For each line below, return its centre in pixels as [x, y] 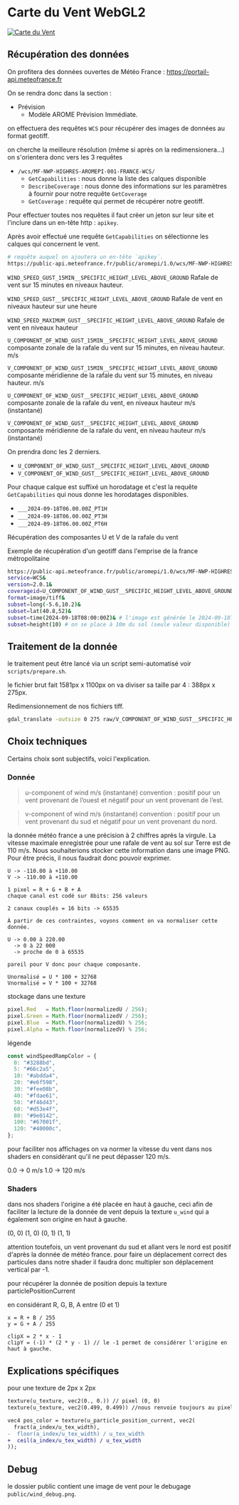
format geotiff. [28, 135]
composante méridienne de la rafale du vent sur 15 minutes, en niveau [110, 375]
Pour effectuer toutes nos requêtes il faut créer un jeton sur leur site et [111, 215]
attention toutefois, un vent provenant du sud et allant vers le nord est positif [119, 1247]
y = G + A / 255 [31, 1324]
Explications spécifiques [63, 1371]
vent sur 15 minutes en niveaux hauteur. [65, 285]
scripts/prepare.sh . [37, 671]
